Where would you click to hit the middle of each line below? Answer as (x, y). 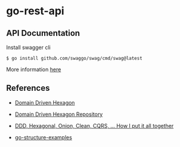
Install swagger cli (28, 47)
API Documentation (43, 33)
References (28, 88)
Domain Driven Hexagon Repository (59, 114)
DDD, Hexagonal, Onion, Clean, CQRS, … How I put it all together (94, 125)
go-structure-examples (44, 137)
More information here (34, 69)
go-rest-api (35, 11)
